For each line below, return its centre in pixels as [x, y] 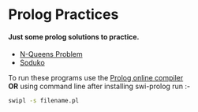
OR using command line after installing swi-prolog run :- [99, 86]
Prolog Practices [64, 15]
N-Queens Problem [51, 54]
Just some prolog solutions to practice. [74, 36]
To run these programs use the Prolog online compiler [96, 78]
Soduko [32, 63]
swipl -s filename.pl [44, 101]
